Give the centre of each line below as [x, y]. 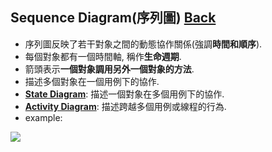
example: [43, 117]
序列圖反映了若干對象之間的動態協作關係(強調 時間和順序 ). [143, 44]
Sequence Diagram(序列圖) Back [113, 18]
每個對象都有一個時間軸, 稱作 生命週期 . [103, 56]
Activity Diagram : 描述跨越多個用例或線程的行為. [125, 106]
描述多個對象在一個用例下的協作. [92, 81]
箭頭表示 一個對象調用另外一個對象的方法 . [109, 69]
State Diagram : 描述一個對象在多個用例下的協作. [124, 94]
